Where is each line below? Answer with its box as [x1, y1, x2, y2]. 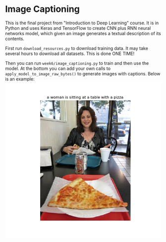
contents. [5, 36, 25, 42]
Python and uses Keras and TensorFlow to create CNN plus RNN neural [5, 25, 151, 31]
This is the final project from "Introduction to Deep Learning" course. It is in [5, 20, 159, 26]
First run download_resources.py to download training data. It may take [5, 45, 149, 51]
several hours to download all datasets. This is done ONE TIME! [5, 51, 135, 57]
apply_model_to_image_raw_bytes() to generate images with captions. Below [5, 70, 161, 76]
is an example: [5, 76, 35, 82]
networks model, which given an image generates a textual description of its [5, 30, 161, 36]
